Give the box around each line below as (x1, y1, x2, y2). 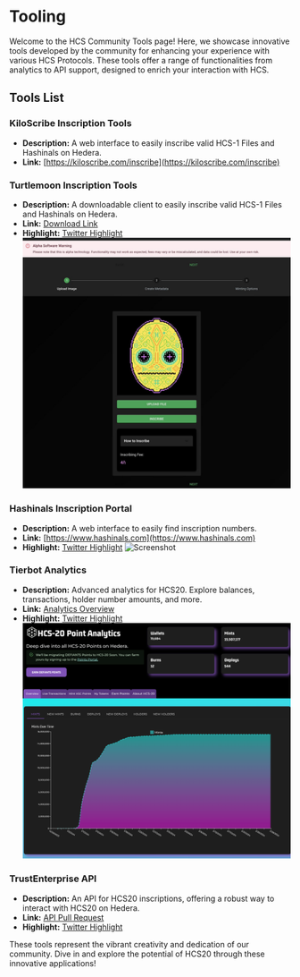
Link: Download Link (21, 217, 98, 229)
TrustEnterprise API (9, 872, 97, 885)
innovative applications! (9, 957, 96, 968)
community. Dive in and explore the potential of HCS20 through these (9, 948, 265, 959)
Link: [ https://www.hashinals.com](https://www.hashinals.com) (21, 532, 256, 543)
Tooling (9, 6, 67, 27)
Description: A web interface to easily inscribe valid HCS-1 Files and (21, 137, 275, 149)
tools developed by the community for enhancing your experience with (9, 45, 270, 55)
